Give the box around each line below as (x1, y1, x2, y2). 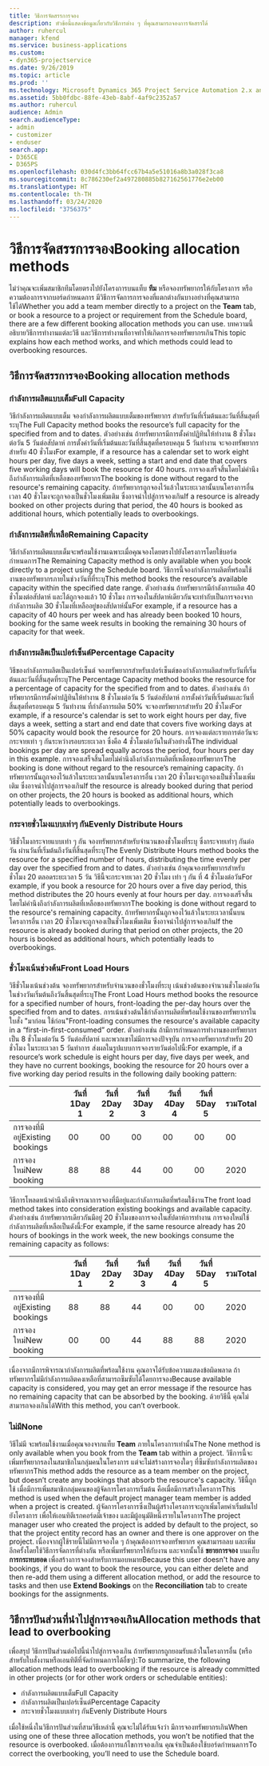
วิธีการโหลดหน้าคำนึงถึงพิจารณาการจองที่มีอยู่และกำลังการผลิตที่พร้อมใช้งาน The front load (9, 1195, 251, 1205)
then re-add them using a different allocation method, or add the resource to (9, 1572, 260, 1582)
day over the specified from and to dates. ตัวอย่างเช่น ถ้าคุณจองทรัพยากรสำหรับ (9, 863, 246, 872)
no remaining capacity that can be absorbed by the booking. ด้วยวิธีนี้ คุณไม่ (9, 1392, 250, 1401)
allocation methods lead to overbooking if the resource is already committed (9, 1664, 260, 1674)
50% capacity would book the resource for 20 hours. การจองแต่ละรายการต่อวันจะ (9, 727, 259, 737)
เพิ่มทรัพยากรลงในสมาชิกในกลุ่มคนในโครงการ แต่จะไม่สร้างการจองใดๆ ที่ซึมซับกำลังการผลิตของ (9, 1457, 258, 1467)
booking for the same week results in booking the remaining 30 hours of (9, 619, 247, 628)
